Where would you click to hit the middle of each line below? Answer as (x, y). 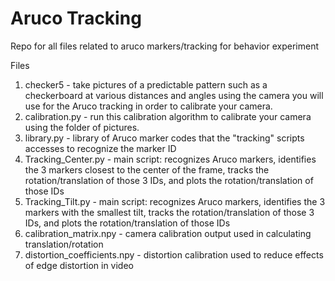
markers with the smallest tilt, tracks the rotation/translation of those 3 (169, 212)
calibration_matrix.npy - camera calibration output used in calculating (168, 233)
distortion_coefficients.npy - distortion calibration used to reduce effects (174, 254)
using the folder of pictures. (82, 127)
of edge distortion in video (79, 265)
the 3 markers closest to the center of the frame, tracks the (147, 169)
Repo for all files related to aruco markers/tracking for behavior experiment (164, 46)
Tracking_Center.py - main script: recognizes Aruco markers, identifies (170, 159)
